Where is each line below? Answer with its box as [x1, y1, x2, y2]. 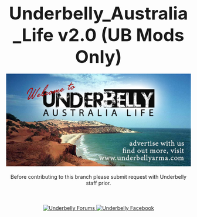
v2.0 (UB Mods [57, 24, 185, 46]
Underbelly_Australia [8, 2, 189, 24]
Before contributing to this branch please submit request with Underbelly [11, 173, 186, 180]
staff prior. [86, 179, 111, 186]
